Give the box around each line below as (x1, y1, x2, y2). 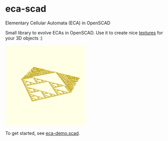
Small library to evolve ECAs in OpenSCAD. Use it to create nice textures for (5, 29, 163, 36)
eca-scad (5, 3, 47, 15)
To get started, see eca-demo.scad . (5, 130, 80, 136)
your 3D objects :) (5, 35, 43, 41)
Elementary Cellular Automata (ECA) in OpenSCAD (5, 20, 110, 26)
